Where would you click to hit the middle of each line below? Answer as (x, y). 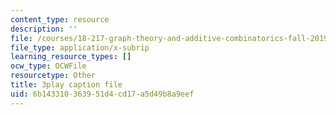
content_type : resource (60, 19)
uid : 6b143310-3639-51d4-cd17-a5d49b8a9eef (102, 94)
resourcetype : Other (53, 76)
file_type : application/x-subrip (80, 47)
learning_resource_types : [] (71, 57)
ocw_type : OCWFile (48, 66)
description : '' (44, 29)
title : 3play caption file (66, 85)
